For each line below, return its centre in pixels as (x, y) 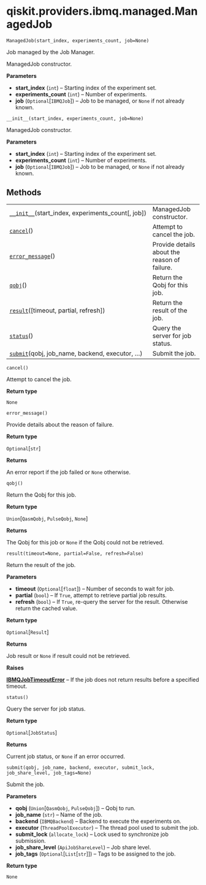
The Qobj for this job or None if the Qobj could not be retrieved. (85, 542)
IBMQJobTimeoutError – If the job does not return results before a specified (103, 679)
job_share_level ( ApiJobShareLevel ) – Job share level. (83, 847)
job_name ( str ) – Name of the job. (59, 814)
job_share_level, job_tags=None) (49, 773)
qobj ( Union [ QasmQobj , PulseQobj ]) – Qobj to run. (75, 808)
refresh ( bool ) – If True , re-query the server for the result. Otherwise (101, 601)
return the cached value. (46, 608)
